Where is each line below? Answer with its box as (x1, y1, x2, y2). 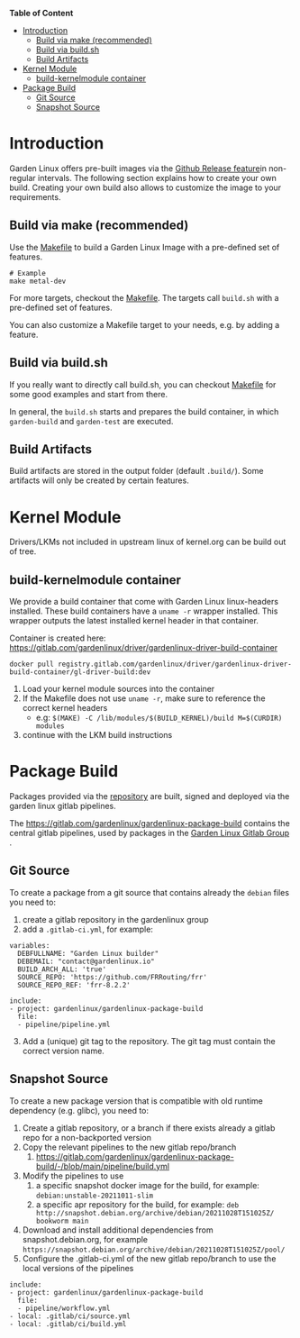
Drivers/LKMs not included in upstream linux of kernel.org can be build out (9, 536, 286, 548)
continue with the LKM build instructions (22, 730, 173, 741)
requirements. (9, 191, 61, 202)
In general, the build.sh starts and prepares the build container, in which (9, 405, 279, 417)
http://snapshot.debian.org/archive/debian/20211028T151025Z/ (35, 1208, 275, 1217)
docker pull (9, 660, 54, 669)
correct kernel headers (22, 703, 108, 714)
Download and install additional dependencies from (22, 1224, 214, 1235)
